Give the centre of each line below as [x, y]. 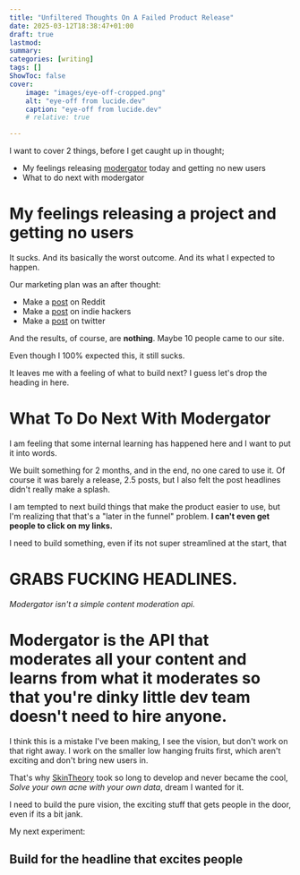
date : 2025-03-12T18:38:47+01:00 [72, 26]
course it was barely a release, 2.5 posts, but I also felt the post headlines [145, 480]
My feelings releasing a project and [143, 214]
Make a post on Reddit [64, 302]
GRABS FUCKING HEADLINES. [124, 579]
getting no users [72, 233]
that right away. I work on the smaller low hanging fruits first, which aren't [145, 751]
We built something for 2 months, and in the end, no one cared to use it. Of [147, 470]
